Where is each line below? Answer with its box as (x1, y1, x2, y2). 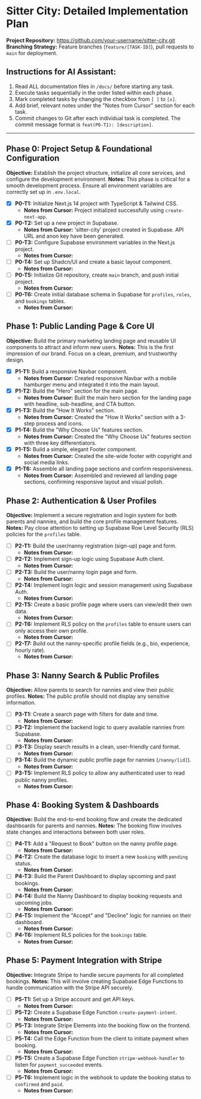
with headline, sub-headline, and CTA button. (23, 400, 136, 408)
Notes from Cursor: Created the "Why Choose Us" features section (23, 433, 191, 440)
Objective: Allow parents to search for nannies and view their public (6, 687, 175, 694)
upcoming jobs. (14, 899, 54, 906)
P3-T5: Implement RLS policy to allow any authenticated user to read (14, 769, 185, 776)
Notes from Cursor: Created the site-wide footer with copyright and (23, 453, 192, 460)
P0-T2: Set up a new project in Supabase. (14, 219, 119, 226)
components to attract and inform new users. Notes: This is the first (6, 343, 174, 351)
